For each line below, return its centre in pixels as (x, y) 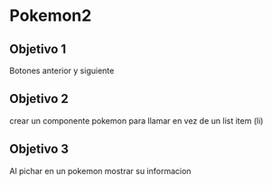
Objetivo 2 (39, 99)
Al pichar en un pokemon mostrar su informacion (100, 171)
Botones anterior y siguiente (62, 70)
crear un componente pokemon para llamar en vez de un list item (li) (136, 120)
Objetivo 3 (39, 149)
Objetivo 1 (38, 49)
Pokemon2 (51, 16)
